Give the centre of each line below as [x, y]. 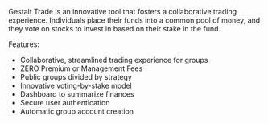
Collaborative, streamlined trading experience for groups [114, 60]
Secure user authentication [65, 103]
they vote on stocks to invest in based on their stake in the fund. [115, 29]
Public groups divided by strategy [76, 77]
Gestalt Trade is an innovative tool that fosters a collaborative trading [123, 12]
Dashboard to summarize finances [77, 94]
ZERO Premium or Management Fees [81, 68]
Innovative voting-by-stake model [76, 85]
